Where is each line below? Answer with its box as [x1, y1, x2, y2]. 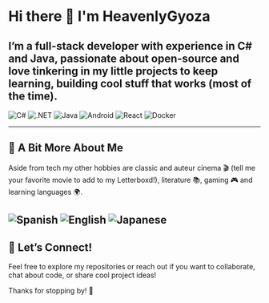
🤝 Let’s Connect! [8, 240, 93, 254]
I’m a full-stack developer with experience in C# [8, 39, 252, 53]
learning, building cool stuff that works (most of [8, 76, 252, 91]
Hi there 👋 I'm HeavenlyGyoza [8, 7, 211, 26]
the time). [8, 89, 58, 103]
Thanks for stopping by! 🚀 [8, 286, 94, 296]
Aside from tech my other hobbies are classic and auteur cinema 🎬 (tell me [8, 163, 256, 172]
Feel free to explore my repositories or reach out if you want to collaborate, [8, 262, 256, 272]
